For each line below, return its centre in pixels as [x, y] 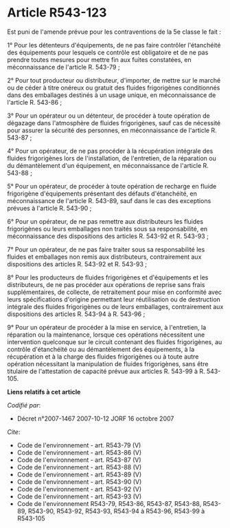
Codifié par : [24, 405]
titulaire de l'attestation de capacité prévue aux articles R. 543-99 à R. [106, 371]
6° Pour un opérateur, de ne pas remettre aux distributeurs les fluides [105, 221]
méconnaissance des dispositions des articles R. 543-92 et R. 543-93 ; [108, 236]
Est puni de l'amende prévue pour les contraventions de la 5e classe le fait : [114, 32]
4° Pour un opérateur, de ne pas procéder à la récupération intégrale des [110, 151]
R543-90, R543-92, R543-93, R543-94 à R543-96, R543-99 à [116, 511]
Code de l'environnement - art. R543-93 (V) [79, 496]
